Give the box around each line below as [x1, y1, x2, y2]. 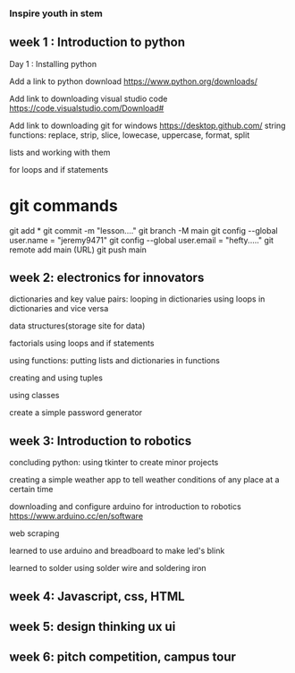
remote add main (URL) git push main [9, 244, 147, 255]
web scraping [9, 528, 60, 539]
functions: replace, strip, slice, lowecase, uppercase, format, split [9, 129, 250, 141]
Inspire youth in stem [9, 7, 103, 20]
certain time [9, 484, 54, 495]
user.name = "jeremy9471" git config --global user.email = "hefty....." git [9, 234, 274, 245]
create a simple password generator [9, 407, 143, 418]
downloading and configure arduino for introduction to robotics [9, 501, 241, 512]
